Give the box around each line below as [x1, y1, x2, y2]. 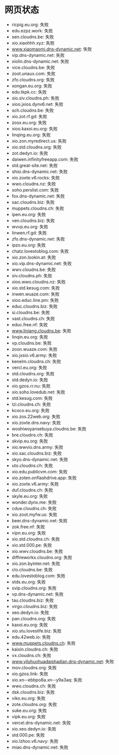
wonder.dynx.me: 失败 [11, 499, 57, 505]
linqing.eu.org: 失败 [11, 132, 51, 138]
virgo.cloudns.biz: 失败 [11, 603, 58, 609]
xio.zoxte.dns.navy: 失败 [11, 419, 61, 425]
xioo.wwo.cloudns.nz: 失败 [11, 279, 66, 285]
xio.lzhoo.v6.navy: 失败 [11, 738, 59, 744]
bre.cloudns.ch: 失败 [11, 432, 53, 438]
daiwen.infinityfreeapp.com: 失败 [11, 156, 79, 162]
